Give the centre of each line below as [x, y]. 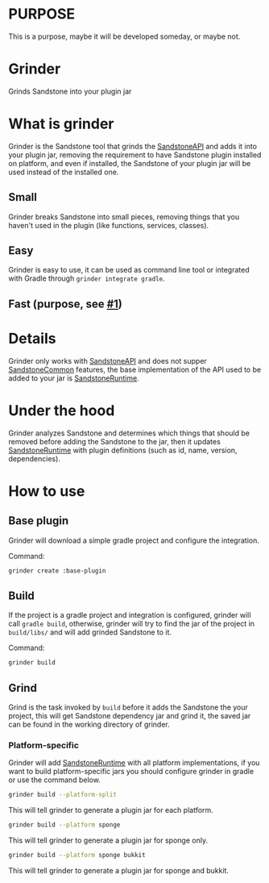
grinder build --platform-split [62, 795]
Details [32, 339]
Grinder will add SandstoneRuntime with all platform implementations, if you [134, 763]
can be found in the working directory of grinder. [89, 725]
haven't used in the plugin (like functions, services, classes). [109, 225]
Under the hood [62, 410]
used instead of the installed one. [64, 172]
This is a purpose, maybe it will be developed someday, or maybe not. [124, 36]
